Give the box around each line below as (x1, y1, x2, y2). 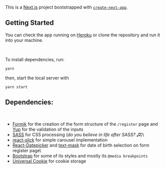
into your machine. (5, 37, 44, 43)
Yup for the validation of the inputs (12, 126, 83, 132)
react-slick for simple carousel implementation (12, 137, 108, 143)
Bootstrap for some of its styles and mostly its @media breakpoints (12, 153, 148, 159)
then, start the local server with (5, 75, 69, 81)
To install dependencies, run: (5, 56, 65, 62)
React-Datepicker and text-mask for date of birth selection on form (12, 142, 150, 148)
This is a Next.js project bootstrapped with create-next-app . (5, 4, 128, 10)
